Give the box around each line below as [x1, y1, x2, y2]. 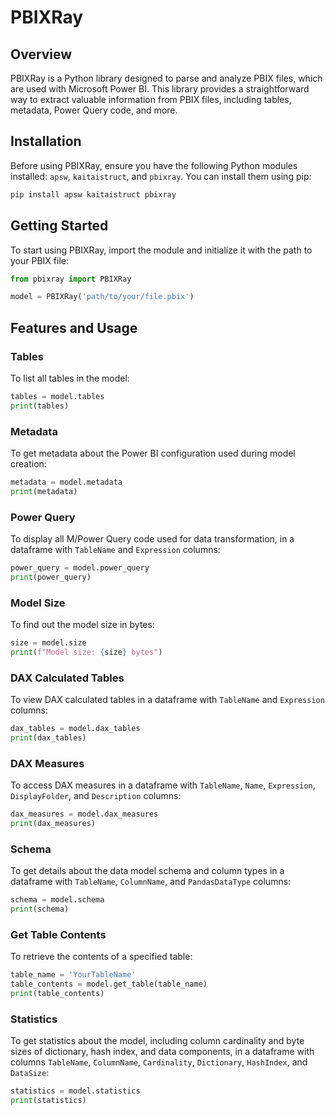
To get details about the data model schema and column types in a [10, 865, 285, 877]
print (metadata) [10, 486, 78, 496]
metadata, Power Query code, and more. [10, 104, 178, 116]
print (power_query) [10, 572, 92, 582]
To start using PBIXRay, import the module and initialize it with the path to [10, 244, 313, 256]
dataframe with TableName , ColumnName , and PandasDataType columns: [10, 876, 292, 888]
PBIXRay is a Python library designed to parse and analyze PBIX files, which [10, 72, 323, 84]
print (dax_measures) [10, 819, 97, 829]
